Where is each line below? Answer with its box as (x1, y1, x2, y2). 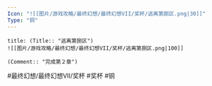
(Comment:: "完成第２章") (7, 58, 78, 65)
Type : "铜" (7, 17, 39, 24)
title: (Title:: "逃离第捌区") (7, 37, 94, 44)
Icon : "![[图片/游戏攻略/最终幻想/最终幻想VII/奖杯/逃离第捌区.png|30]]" (7, 10, 206, 17)
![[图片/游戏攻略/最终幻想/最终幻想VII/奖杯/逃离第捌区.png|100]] (7, 45, 185, 52)
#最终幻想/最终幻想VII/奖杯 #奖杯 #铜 (7, 71, 115, 80)
